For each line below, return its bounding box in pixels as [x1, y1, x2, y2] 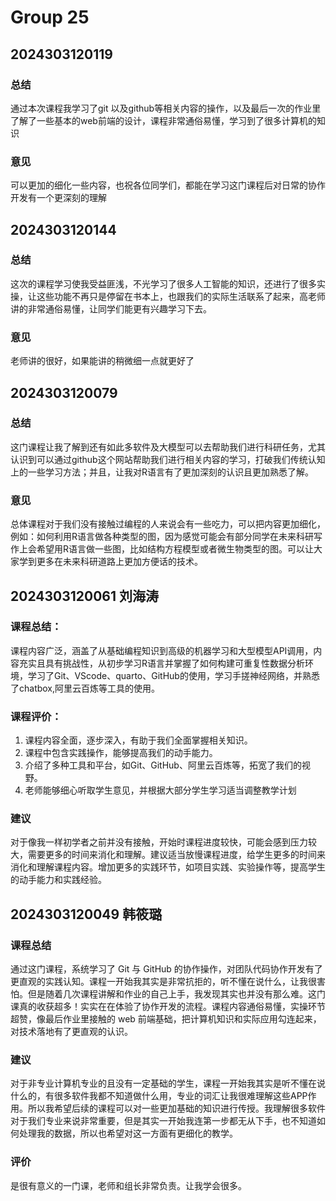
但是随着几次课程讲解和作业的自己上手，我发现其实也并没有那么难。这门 [27, 988, 326, 1000]
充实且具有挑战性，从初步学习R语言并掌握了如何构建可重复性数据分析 [18, 657, 306, 669]
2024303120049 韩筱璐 [10, 906, 163, 923]
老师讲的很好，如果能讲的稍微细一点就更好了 [10, 355, 195, 367]
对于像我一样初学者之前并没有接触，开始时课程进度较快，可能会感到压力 [10, 836, 308, 848]
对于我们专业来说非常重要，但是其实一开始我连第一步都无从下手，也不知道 [10, 1115, 317, 1127]
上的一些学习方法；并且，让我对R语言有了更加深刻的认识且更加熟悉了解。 [10, 466, 315, 478]
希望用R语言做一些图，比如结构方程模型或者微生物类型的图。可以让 [36, 543, 315, 555]
